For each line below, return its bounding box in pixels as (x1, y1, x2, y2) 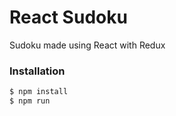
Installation (9, 64, 66, 78)
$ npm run (9, 96, 51, 106)
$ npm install (9, 87, 69, 97)
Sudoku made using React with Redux (9, 39, 166, 51)
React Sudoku (9, 6, 128, 29)
